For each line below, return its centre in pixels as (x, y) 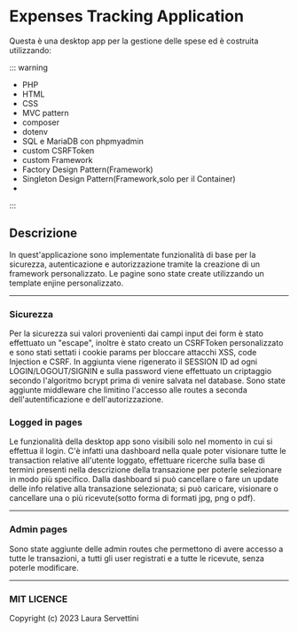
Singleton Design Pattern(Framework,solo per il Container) (129, 178)
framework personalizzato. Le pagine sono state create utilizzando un (137, 273)
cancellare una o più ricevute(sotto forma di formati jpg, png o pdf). (132, 498)
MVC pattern (45, 113)
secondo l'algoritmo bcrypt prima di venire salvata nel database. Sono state (147, 381)
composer (41, 122)
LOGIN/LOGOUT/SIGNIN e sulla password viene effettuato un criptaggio (141, 371)
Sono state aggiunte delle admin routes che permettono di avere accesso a (146, 549)
